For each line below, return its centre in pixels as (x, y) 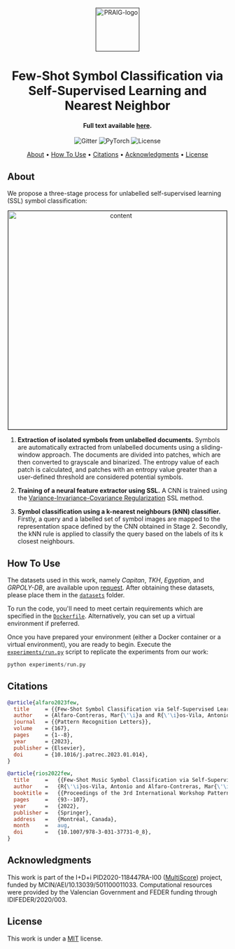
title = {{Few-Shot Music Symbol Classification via (101, 780)
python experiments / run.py (47, 665)
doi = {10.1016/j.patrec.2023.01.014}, (81, 755)
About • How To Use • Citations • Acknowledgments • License (117, 155)
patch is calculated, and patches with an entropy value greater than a (117, 470)
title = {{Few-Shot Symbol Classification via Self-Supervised (114, 709)
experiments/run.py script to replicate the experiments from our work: (108, 652)
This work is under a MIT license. (55, 939)
